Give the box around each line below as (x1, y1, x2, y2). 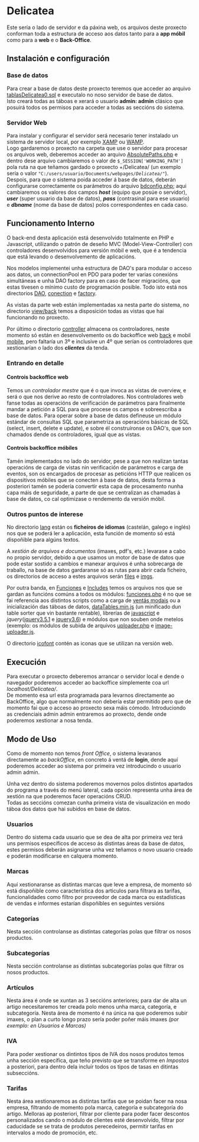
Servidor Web (6, 119, 47, 127)
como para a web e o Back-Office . (6, 36, 92, 43)
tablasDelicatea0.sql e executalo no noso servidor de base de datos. (6, 91, 174, 98)
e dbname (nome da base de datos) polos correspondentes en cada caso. (6, 201, 188, 208)
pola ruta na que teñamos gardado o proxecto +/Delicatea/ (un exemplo (6, 163, 181, 170)
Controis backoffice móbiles (6, 444, 78, 452)
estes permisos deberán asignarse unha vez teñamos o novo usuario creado (6, 846, 193, 853)
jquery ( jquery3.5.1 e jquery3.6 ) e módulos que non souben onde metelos (6, 616, 184, 623)
